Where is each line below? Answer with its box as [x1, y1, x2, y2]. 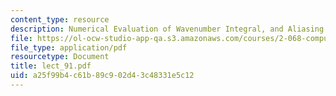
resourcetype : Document [10, 52, 110, 62]
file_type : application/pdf [10, 42, 128, 53]
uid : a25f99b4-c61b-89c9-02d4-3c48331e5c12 [10, 71, 195, 81]
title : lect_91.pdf [10, 61, 92, 71]
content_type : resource [10, 14, 110, 25]
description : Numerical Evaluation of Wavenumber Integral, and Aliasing [10, 24, 325, 34]
